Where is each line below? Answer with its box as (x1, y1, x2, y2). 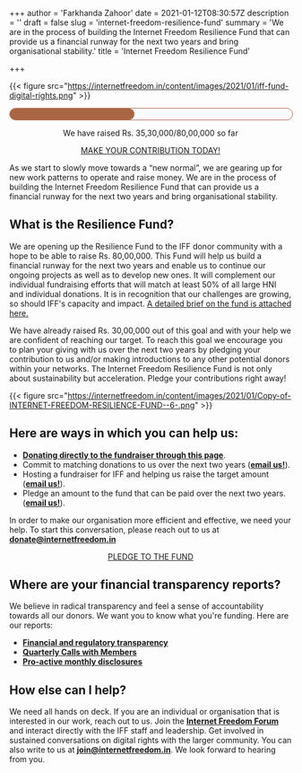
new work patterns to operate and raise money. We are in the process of (9, 172, 277, 182)
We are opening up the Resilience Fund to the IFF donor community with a (9, 241, 283, 251)
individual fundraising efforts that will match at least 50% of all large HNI (9, 278, 277, 290)
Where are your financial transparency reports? (9, 577, 281, 593)
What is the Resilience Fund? (9, 217, 175, 233)
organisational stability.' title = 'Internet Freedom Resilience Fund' (9, 46, 251, 57)
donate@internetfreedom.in (9, 533, 116, 544)
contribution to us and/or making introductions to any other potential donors (9, 354, 290, 365)
